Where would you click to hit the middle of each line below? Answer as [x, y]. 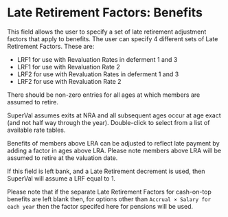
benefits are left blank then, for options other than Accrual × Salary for [109, 199]
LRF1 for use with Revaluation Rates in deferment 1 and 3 [97, 59]
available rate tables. [36, 130]
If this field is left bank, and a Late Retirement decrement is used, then [106, 171]
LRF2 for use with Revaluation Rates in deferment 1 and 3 [98, 74]
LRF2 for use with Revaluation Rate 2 [69, 81]
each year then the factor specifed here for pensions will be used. [100, 206]
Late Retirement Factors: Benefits [105, 13]
